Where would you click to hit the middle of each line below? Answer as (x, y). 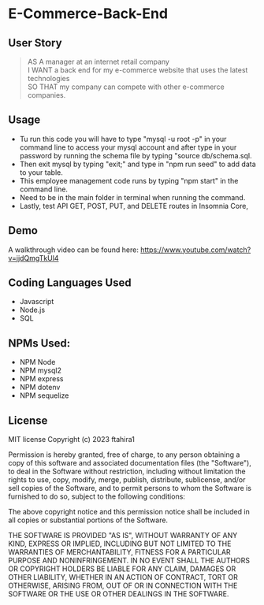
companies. (46, 95)
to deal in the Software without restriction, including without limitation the (127, 471)
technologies (48, 78)
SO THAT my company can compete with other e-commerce (126, 87)
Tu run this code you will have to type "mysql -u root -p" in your (123, 139)
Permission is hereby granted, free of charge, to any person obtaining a (124, 455)
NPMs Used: (39, 343)
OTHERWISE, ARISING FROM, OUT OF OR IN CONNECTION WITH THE (123, 586)
